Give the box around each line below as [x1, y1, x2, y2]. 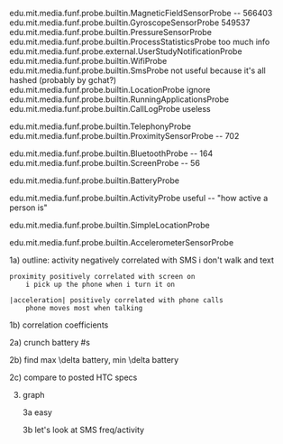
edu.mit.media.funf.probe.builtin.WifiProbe [9, 56, 168, 66]
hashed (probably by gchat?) [9, 75, 117, 85]
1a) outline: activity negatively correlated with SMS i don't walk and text [9, 254, 275, 265]
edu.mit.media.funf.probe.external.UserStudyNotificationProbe [9, 46, 242, 57]
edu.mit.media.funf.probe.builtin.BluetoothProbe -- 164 [9, 148, 214, 159]
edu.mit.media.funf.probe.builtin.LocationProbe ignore [9, 85, 211, 95]
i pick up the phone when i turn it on [25, 280, 176, 289]
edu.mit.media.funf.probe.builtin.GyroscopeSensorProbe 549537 [9, 17, 251, 28]
